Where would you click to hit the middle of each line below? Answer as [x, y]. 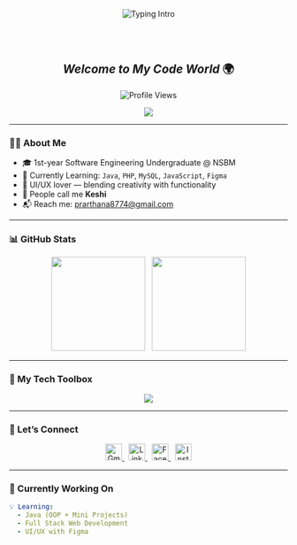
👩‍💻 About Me [38, 142]
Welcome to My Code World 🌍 [148, 69]
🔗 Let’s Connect [44, 429]
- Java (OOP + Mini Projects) [72, 515]
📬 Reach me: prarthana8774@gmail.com [98, 204]
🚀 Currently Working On [61, 488]
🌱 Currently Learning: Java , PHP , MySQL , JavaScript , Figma [124, 175]
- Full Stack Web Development [72, 524]
